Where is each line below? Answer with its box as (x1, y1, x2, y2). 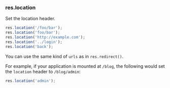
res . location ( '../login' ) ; (5, 39, 63, 45)
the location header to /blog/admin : (5, 68, 81, 74)
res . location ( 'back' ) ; (5, 44, 53, 49)
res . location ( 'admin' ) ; (5, 78, 56, 83)
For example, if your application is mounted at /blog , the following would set (5, 63, 165, 69)
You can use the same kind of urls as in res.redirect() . (5, 53, 124, 59)
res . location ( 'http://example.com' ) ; (5, 35, 86, 40)
